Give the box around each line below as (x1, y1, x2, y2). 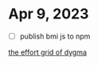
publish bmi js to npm (19, 31, 91, 41)
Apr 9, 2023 (8, 5, 89, 23)
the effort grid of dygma (8, 47, 88, 57)
